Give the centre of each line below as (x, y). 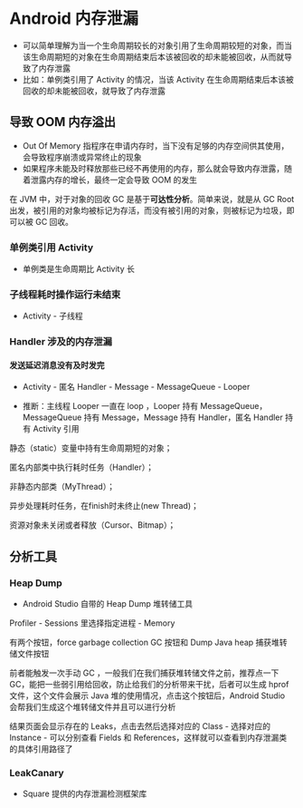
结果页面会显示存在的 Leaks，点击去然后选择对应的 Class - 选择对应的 (140, 726)
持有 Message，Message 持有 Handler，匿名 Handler (183, 417)
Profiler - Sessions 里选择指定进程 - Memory (92, 623)
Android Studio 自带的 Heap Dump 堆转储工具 (107, 604)
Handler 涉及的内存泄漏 (61, 342)
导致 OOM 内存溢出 (62, 122)
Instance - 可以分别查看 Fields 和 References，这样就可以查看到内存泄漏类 (148, 738)
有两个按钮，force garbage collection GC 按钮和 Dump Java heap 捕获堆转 (148, 643)
